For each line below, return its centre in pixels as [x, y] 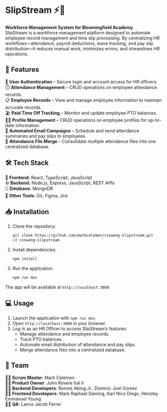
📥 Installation [27, 211]
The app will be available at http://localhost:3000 [57, 287]
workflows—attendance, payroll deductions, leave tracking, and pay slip [79, 43]
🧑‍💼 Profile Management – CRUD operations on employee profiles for [76, 120]
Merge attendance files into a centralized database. [73, 350]
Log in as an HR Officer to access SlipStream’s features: [70, 329]
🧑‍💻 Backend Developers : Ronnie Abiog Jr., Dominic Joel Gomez [71, 388]
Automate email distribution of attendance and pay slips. [78, 344]
